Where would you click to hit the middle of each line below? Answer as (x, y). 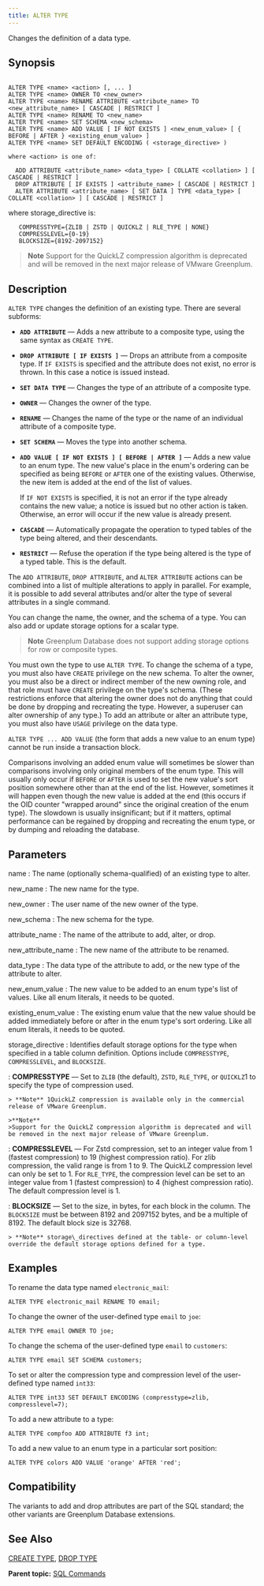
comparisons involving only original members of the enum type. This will (126, 771)
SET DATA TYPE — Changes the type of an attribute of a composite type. (135, 388)
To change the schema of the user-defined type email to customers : (118, 1345)
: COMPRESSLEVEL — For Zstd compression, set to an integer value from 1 (130, 1149)
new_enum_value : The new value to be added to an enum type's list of (123, 989)
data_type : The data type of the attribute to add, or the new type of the (124, 965)
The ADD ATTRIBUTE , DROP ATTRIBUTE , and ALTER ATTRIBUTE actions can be (125, 577)
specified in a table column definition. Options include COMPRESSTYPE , (119, 1053)
